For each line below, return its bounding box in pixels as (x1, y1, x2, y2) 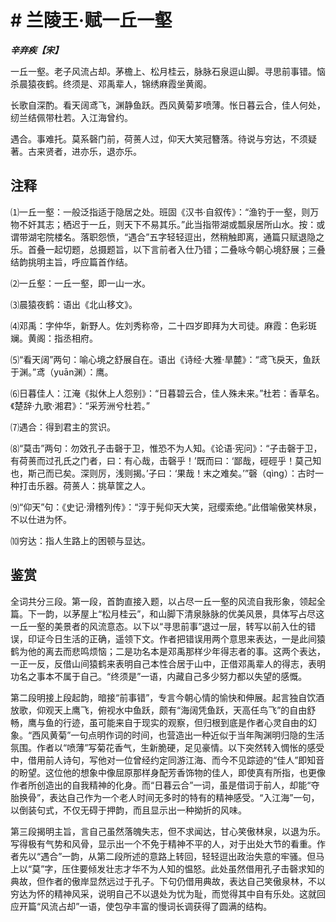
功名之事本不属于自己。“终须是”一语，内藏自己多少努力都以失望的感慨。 (10, 670, 308, 682)
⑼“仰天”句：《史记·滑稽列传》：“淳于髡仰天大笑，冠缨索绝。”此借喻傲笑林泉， (10, 501, 322, 513)
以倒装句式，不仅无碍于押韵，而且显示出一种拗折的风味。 (10, 804, 247, 816)
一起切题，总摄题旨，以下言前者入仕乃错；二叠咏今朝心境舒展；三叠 (44, 243, 326, 255)
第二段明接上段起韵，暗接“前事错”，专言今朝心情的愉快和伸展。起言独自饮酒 (10, 691, 325, 703)
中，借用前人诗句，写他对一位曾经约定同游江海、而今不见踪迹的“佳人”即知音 (10, 754, 325, 766)
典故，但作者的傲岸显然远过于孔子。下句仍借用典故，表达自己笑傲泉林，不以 (10, 875, 326, 887)
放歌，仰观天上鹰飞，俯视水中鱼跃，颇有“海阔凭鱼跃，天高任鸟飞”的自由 (10, 704, 308, 716)
